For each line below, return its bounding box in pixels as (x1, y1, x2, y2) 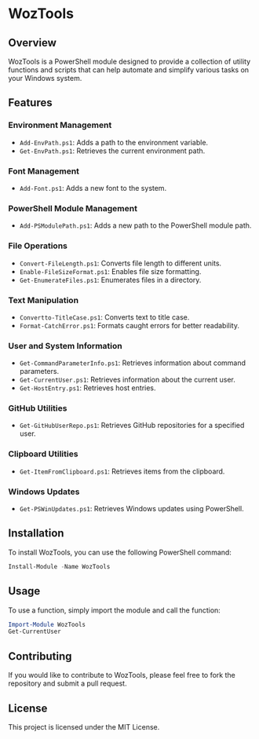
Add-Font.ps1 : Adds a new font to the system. (19, 183, 167, 192)
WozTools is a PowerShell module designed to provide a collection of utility (8, 57, 251, 66)
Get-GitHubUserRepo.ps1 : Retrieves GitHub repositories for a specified (19, 421, 245, 430)
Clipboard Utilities (8, 448, 78, 459)
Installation (8, 527, 64, 540)
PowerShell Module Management (8, 203, 137, 214)
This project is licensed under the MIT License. (8, 722, 160, 731)
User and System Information (8, 340, 123, 351)
